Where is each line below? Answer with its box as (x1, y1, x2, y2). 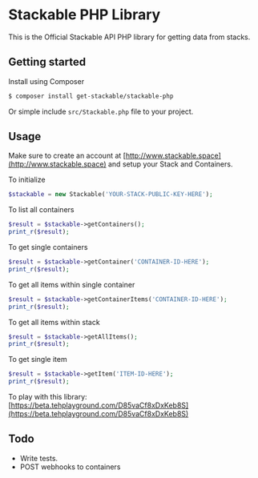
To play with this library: (8, 392, 87, 402)
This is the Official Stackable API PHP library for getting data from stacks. (8, 32, 251, 42)
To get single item (8, 355, 67, 364)
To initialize (8, 175, 46, 185)
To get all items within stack (8, 317, 100, 327)
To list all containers (8, 205, 75, 215)
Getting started (8, 55, 87, 69)
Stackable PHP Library (8, 6, 161, 24)
